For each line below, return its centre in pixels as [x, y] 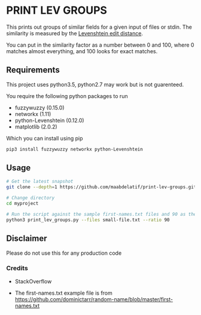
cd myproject [22, 204]
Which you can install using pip [45, 138]
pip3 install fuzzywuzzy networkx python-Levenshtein [75, 149]
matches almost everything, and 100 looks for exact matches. [82, 51]
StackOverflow [33, 281]
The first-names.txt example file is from [63, 293]
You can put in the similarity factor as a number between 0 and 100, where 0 [100, 45]
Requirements [33, 70]
